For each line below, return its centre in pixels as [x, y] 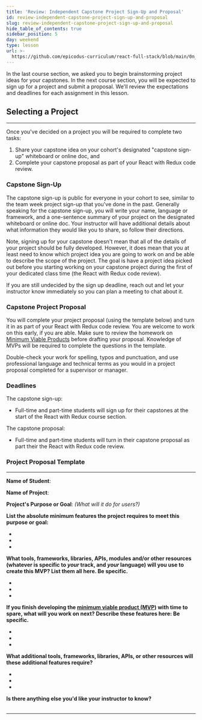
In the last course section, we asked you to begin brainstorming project [94, 73]
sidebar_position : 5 [32, 34]
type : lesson [23, 46]
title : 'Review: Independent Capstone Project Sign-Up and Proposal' [95, 12]
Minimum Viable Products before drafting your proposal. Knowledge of [94, 339]
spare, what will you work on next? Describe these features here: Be [93, 614]
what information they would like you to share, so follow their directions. [95, 230]
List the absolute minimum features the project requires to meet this [93, 515]
